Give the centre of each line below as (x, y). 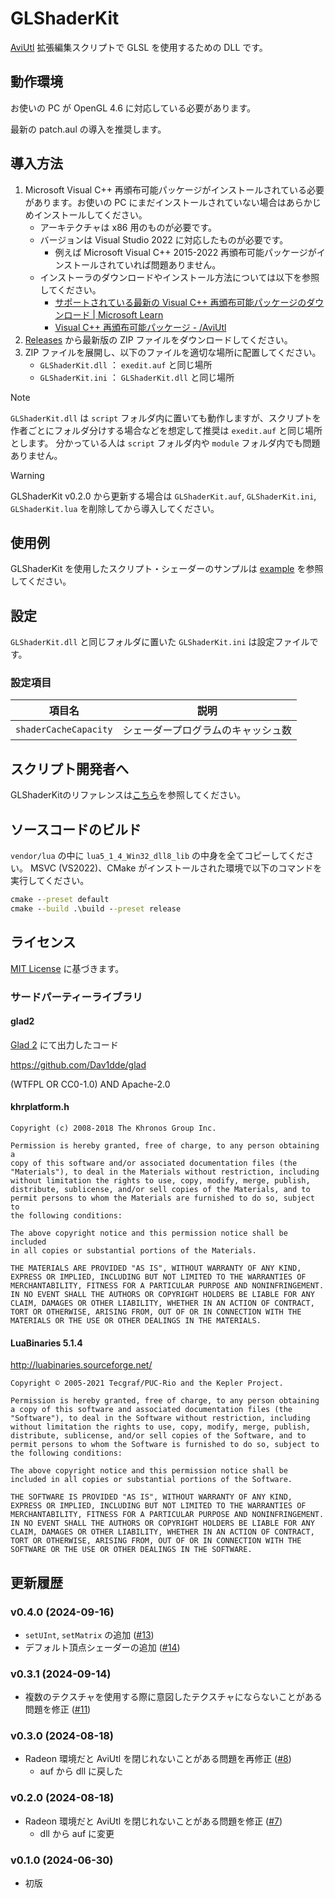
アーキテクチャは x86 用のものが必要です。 (128, 227)
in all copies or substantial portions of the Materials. (133, 1251)
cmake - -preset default (60, 900)
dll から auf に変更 (77, 1833)
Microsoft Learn (130, 314)
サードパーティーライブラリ (76, 997)
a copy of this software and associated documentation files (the (151, 1410)
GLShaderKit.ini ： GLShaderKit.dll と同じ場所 (137, 377)
